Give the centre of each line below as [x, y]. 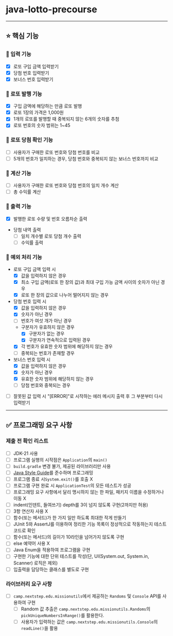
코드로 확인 [24, 531]
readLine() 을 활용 [39, 628]
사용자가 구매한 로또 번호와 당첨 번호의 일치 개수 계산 [66, 186]
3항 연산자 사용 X [31, 511]
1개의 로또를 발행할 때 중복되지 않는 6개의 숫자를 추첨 [66, 119]
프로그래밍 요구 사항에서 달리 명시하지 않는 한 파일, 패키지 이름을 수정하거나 [89, 492]
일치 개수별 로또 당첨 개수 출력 [51, 236]
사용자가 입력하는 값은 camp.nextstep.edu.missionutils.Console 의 [89, 622]
